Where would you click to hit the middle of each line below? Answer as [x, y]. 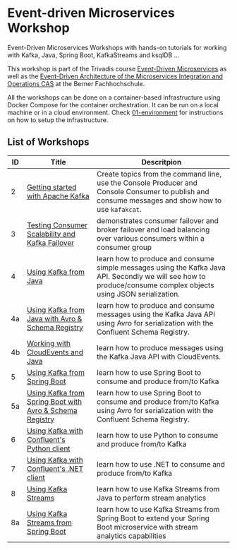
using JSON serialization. [138, 294]
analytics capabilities [131, 536]
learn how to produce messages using [160, 347]
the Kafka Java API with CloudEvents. [159, 357]
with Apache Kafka [58, 196]
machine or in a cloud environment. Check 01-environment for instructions [115, 112]
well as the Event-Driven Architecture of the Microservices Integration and [115, 76]
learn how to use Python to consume [157, 435]
